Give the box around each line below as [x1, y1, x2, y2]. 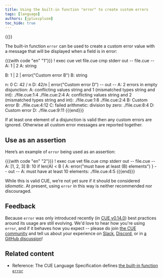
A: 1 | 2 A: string [5, 63, 37, 69]
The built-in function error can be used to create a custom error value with [5, 43, 155, 49]
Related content [5, 250, 54, 258]
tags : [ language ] [5, 12, 40, 16]
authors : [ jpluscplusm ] [5, 16, 53, 21]
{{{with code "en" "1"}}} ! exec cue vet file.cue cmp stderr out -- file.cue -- [5, 58, 155, 63]
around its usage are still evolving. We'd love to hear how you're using [5, 220, 145, 226]
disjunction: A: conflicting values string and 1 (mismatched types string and [5, 87, 155, 93]
